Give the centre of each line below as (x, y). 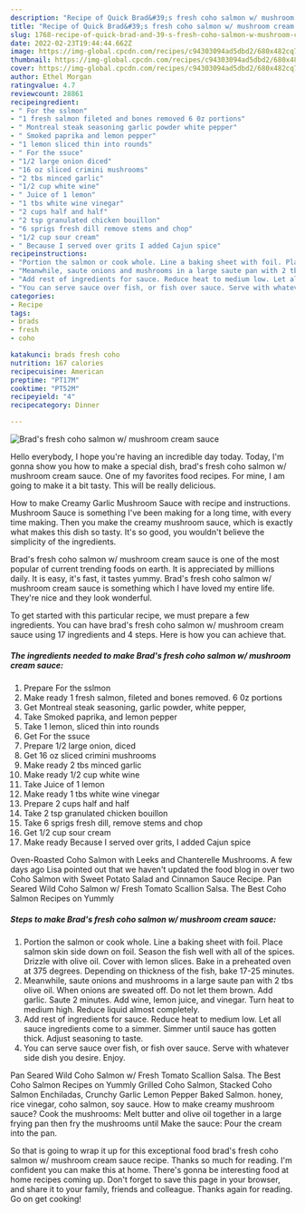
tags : (20, 313)
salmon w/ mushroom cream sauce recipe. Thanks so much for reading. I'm (152, 1160)
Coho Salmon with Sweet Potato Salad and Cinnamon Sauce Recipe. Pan (146, 879)
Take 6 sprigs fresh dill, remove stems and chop (113, 823)
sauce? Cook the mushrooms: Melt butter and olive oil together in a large (146, 1113)
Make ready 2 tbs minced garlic (82, 765)
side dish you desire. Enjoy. (74, 1057)
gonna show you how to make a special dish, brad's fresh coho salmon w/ (148, 466)
